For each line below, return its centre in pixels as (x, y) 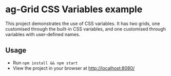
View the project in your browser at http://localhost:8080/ (74, 68)
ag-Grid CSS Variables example (74, 9)
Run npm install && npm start (45, 63)
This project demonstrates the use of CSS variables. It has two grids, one (83, 23)
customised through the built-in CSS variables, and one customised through (85, 29)
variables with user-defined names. (43, 34)
